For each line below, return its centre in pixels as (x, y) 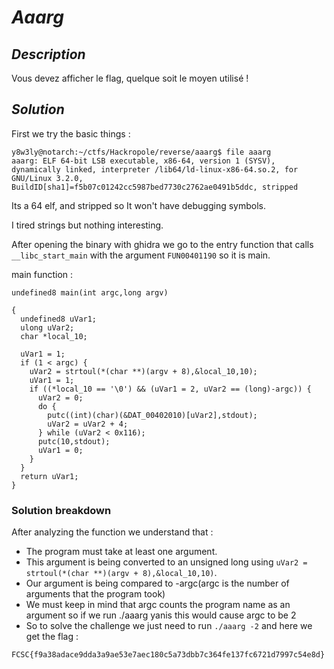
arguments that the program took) (95, 594)
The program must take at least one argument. (121, 552)
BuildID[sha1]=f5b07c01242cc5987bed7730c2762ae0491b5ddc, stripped (155, 187)
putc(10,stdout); (74, 441)
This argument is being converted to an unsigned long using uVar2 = (166, 562)
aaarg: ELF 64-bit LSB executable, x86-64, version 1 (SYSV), (143, 161)
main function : (42, 274)
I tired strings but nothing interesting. (87, 225)
